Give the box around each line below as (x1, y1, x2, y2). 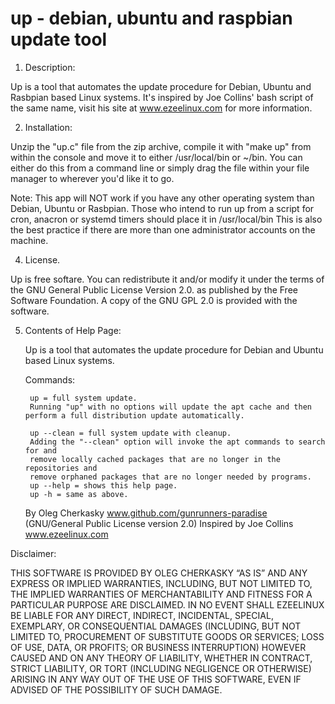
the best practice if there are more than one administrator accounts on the (10, 223, 316, 236)
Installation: (24, 121, 73, 133)
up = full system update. (29, 393, 138, 403)
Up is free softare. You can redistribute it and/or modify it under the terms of (10, 273, 325, 285)
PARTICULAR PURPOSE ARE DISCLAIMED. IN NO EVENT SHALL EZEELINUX (10, 598, 325, 611)
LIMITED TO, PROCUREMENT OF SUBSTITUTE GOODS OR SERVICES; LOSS (10, 630, 325, 642)
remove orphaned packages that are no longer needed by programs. (29, 472, 312, 482)
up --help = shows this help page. (29, 480, 178, 491)
